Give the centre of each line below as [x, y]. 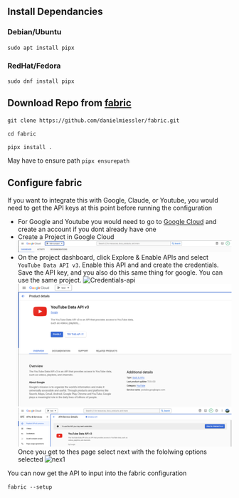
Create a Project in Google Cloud [66, 237]
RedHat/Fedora [34, 66]
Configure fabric [45, 183]
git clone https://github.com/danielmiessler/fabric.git [94, 121]
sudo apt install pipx [41, 48]
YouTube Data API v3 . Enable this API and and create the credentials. [118, 265]
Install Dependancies [55, 12]
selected [31, 459]
